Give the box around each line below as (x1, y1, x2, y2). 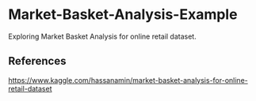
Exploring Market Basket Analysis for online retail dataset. (8, 32, 197, 41)
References (8, 54, 67, 68)
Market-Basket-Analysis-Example (8, 6, 238, 24)
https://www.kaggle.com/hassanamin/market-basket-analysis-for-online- (8, 75, 248, 84)
